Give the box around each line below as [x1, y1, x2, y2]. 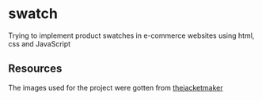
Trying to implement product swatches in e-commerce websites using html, [8, 31, 255, 40]
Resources [8, 62, 63, 76]
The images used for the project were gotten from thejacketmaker [8, 83, 223, 92]
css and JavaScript [8, 39, 71, 48]
